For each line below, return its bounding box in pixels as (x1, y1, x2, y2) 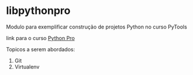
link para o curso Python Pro (6, 34, 75, 41)
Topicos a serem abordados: (6, 45, 75, 53)
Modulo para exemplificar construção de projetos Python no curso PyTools (6, 23, 188, 30)
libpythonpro (6, 4, 71, 17)
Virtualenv (14, 63, 40, 70)
